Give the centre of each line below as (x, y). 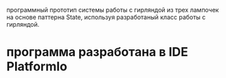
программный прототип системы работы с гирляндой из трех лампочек (113, 10)
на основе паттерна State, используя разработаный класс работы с (106, 17)
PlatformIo (37, 67)
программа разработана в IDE (97, 52)
